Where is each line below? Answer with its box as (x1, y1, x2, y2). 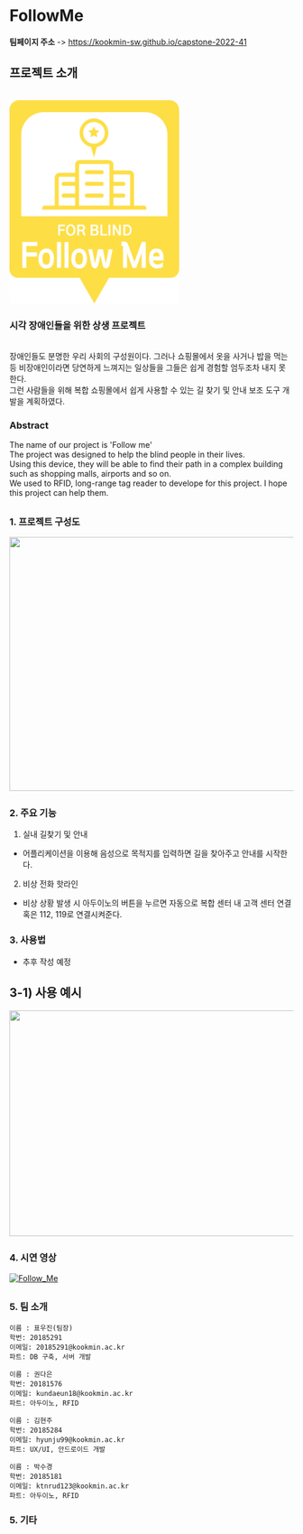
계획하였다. (25, 396, 66, 407)
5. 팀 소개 (9, 1301, 48, 1314)
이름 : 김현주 (9, 1416, 53, 1425)
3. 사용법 (9, 934, 47, 946)
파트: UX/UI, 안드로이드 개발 (9, 1445, 106, 1454)
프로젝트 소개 (9, 65, 78, 81)
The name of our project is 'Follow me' (9, 440, 153, 451)
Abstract (9, 419, 50, 432)
